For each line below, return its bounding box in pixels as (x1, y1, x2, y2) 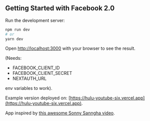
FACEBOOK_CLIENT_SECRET (12, 70, 72, 76)
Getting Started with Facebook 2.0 (5, 4, 115, 13)
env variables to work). (5, 85, 52, 91)
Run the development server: (5, 17, 65, 23)
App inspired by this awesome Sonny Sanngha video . (5, 110, 115, 116)
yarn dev (5, 36, 23, 42)
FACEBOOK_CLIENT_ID (12, 65, 60, 71)
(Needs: (5, 55, 21, 61)
